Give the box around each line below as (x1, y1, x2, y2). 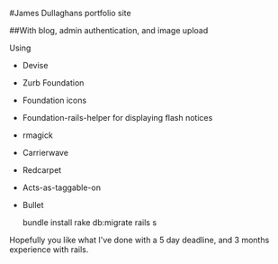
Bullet (22, 200, 44, 210)
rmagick (22, 130, 54, 141)
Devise (22, 60, 49, 70)
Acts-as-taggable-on (22, 182, 102, 193)
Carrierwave (22, 148, 69, 158)
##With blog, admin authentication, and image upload (9, 25, 209, 35)
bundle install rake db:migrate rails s (22, 217, 157, 228)
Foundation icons (22, 95, 87, 105)
